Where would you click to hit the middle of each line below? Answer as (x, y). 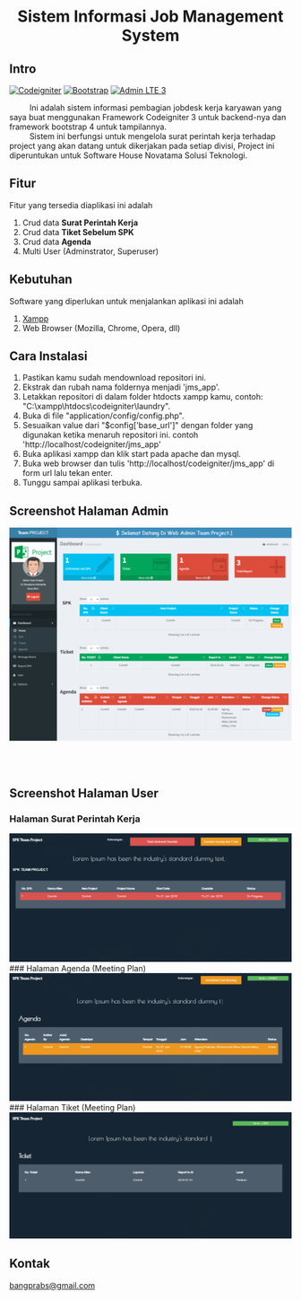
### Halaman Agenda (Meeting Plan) (77, 968)
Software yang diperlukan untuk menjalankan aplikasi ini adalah (126, 301)
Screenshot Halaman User (84, 793)
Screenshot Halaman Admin (89, 510)
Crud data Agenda (56, 242)
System (150, 35)
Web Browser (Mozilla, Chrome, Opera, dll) (101, 328)
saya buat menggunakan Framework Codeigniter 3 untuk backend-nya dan (148, 117)
